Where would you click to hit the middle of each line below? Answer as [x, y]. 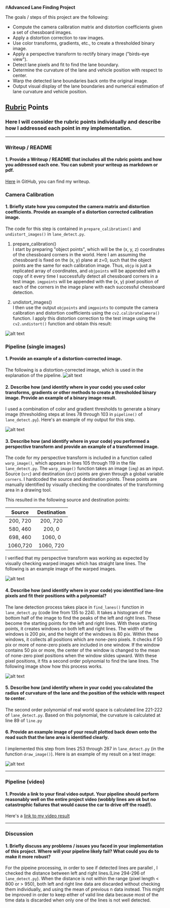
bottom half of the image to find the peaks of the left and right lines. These [83, 618]
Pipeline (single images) [35, 347]
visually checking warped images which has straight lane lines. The [75, 563]
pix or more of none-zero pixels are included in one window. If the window [83, 645]
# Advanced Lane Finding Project [40, 7]
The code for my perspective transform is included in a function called [79, 458]
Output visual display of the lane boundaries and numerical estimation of [88, 86]
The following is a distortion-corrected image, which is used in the [74, 370]
